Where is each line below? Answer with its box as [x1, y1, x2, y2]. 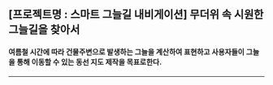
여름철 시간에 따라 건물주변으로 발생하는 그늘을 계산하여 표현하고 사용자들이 [8, 47, 245, 57]
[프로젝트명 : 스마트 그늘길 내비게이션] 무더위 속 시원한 [8, 7, 264, 22]
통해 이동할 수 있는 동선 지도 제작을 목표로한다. [16, 57, 162, 66]
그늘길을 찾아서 [8, 23, 80, 36]
